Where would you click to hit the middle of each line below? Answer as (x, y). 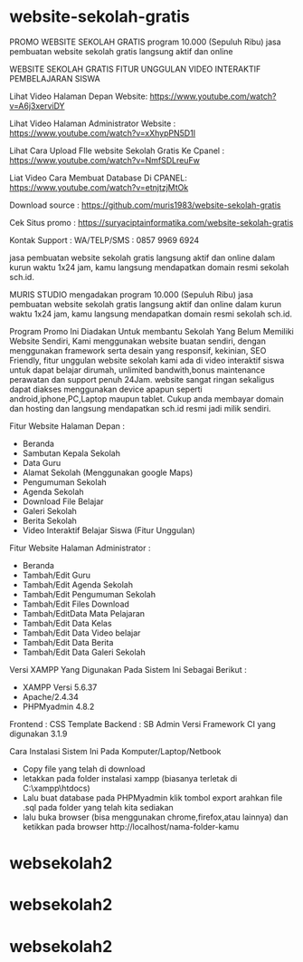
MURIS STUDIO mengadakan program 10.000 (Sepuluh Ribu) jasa (131, 294)
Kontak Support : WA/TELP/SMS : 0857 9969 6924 (104, 240)
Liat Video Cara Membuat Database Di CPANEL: (98, 178)
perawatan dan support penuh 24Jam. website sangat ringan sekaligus (142, 379)
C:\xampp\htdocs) (56, 788)
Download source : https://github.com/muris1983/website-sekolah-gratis (145, 205)
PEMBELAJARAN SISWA (55, 78)
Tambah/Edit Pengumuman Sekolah (89, 594)
